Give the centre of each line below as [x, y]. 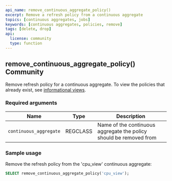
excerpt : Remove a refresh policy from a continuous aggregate [74, 15]
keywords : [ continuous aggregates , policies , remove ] [64, 24]
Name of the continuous [126, 125]
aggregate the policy [122, 131]
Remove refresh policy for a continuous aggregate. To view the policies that [85, 84]
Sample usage [24, 153]
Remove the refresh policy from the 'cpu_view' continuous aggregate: [79, 164]
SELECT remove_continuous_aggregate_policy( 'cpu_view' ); [67, 174]
